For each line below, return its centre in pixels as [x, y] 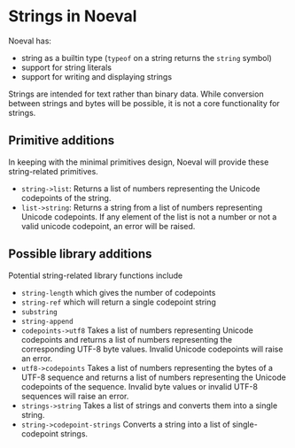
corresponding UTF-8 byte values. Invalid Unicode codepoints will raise [152, 349]
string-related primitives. [53, 171]
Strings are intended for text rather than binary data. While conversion [136, 94]
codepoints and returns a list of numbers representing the [126, 339]
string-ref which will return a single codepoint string [118, 302]
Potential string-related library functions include [96, 275]
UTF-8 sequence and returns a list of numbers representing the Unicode [154, 377]
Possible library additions [80, 254]
